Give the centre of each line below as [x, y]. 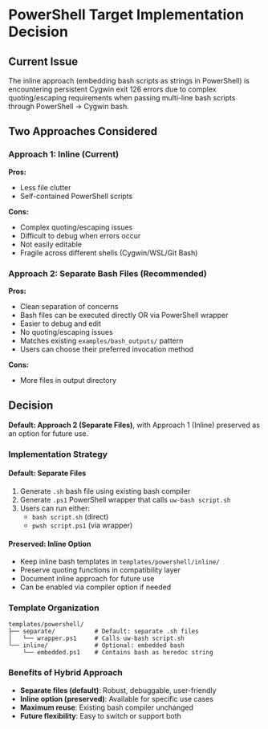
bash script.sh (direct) [70, 516]
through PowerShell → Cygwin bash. [69, 106]
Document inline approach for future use [87, 579]
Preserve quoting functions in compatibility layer [100, 570]
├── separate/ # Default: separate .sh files [104, 632]
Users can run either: [55, 508]
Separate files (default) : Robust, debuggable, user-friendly [118, 690]
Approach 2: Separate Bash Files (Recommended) [108, 273]
